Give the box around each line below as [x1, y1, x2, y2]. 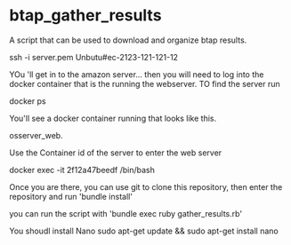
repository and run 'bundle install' [9, 191, 133, 202]
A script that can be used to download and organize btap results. [9, 35, 247, 45]
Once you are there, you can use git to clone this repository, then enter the [9, 181, 283, 192]
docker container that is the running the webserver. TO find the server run [9, 78, 280, 89]
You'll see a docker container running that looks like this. [9, 113, 217, 123]
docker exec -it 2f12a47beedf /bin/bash [9, 164, 156, 175]
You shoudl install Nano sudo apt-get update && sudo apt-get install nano [9, 225, 279, 236]
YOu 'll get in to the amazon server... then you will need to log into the [9, 68, 264, 80]
